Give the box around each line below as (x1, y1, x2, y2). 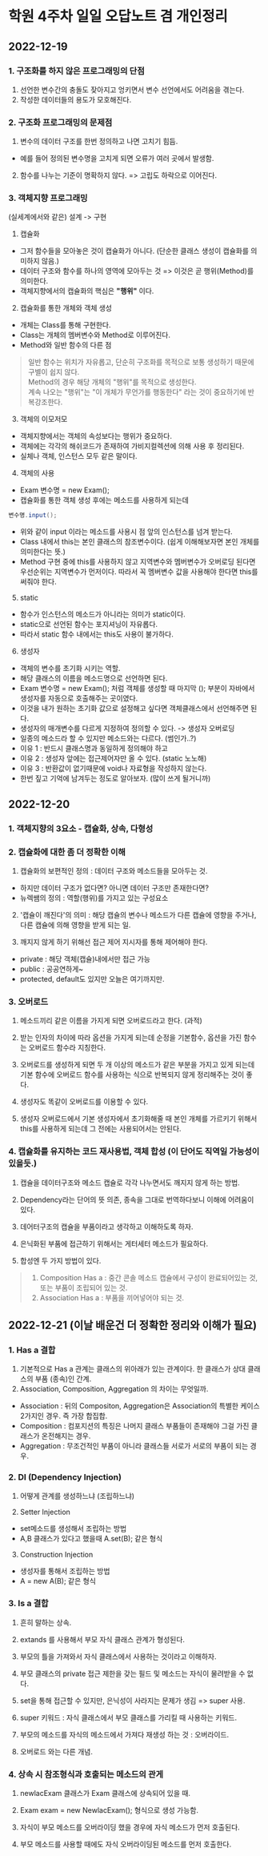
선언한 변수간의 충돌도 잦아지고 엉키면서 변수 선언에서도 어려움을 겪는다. (19, 85, 245, 94)
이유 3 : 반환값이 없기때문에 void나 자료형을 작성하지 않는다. (19, 764, 207, 773)
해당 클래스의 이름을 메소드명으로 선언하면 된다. (19, 673, 168, 683)
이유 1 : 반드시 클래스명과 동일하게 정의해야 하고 (19, 744, 168, 753)
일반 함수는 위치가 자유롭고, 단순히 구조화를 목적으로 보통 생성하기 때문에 (27, 357, 254, 367)
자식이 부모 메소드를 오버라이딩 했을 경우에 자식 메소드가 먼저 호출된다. (19, 1822, 240, 1832)
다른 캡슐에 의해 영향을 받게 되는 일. (19, 920, 131, 930)
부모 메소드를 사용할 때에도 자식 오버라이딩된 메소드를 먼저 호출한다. (19, 1839, 232, 1850)
